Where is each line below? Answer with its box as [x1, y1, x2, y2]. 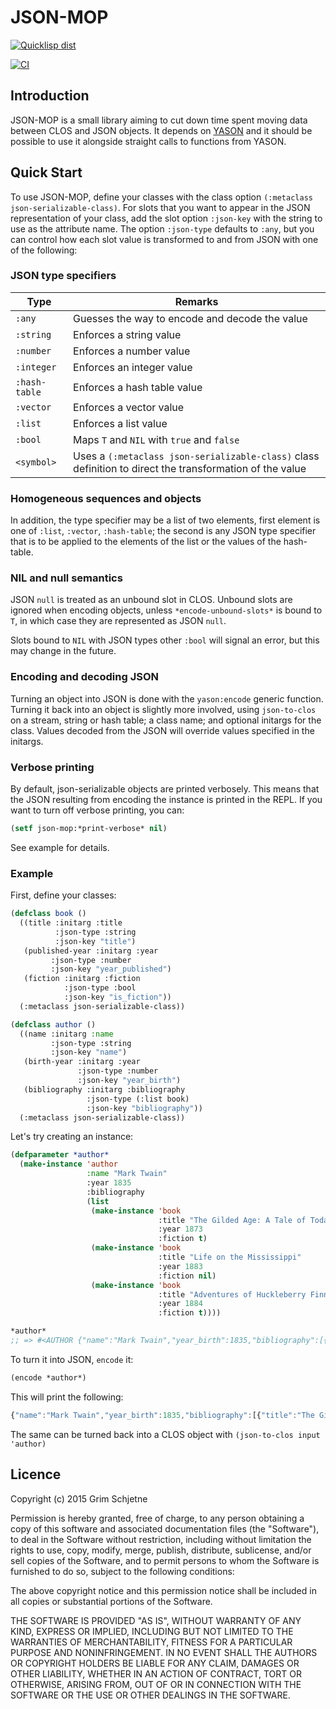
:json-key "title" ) [54, 936, 137, 946]
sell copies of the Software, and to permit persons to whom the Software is [10, 1554, 320, 1566]
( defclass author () [10, 1019, 97, 1030]
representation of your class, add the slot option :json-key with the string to [10, 212, 323, 224]
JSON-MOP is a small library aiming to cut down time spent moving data [10, 114, 308, 126]
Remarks [174, 294, 219, 308]
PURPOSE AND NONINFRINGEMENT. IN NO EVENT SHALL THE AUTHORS [10, 1646, 318, 1658]
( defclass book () [10, 909, 87, 919]
